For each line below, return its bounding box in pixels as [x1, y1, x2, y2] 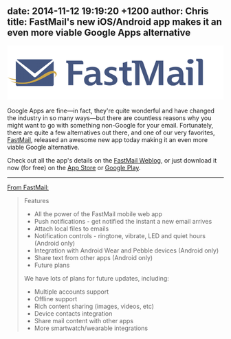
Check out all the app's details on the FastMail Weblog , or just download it [7, 156, 217, 164]
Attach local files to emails [34, 224, 109, 233]
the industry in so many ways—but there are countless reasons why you [7, 113, 212, 122]
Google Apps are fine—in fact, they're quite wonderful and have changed [7, 106, 215, 115]
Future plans [34, 261, 70, 269]
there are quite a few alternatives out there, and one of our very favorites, [7, 128, 215, 137]
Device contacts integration [34, 309, 113, 318]
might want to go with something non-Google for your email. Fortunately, [7, 121, 214, 129]
